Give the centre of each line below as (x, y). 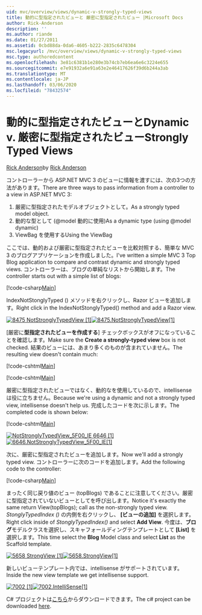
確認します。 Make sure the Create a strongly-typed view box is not (101, 340)
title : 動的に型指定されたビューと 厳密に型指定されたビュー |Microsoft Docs (95, 18)
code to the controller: (34, 469)
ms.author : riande (29, 34)
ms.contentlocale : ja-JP (37, 79)
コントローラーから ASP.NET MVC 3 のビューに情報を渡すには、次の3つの (99, 180)
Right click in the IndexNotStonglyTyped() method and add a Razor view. (106, 307)
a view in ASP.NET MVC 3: (39, 194)
